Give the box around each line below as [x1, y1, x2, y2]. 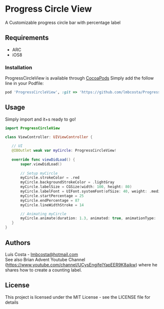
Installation [5, 64, 33, 71]
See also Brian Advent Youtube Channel [5, 256, 85, 262]
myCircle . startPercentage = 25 [20, 193, 84, 198]
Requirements [5, 34, 49, 42]
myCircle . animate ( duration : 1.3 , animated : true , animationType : [20, 216, 156, 221]
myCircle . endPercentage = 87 [20, 198, 80, 203]
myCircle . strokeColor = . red [20, 175, 80, 180]
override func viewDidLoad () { [11, 157, 76, 162]
